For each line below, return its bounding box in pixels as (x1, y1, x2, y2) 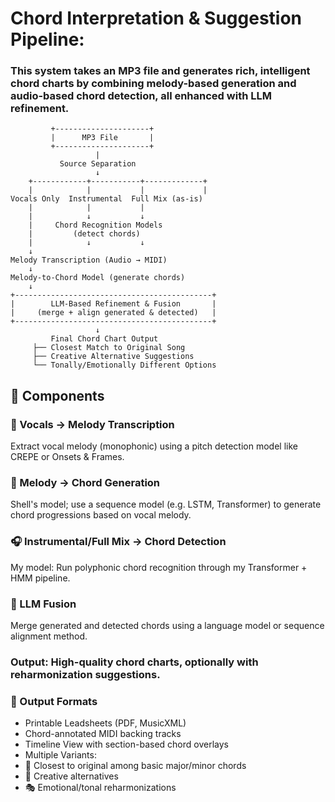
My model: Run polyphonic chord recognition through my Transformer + (10, 561, 308, 573)
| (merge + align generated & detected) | (10, 308, 217, 318)
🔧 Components (10, 387, 105, 404)
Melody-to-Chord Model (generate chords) (10, 273, 186, 283)
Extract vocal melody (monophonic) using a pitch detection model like (10, 440, 298, 452)
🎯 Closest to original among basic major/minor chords (24, 760, 247, 772)
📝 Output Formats (10, 694, 98, 708)
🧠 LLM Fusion (10, 597, 77, 611)
